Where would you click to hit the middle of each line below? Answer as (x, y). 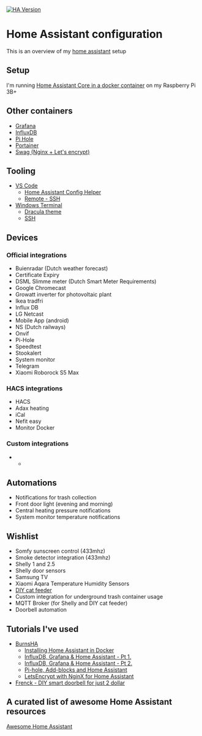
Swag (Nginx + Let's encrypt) (52, 152)
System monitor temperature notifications (68, 517)
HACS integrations (35, 388)
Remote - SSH (42, 199)
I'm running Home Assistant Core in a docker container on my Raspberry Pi (101, 85)
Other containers (39, 111)
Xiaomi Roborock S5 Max (47, 373)
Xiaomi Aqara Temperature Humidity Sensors (72, 584)
